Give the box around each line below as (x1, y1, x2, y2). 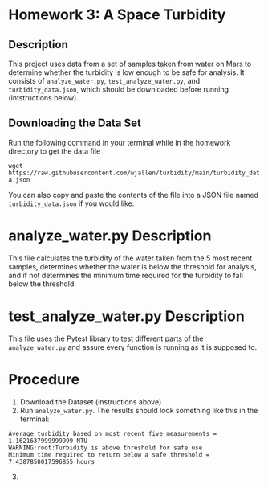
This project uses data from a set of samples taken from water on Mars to (8, 59, 252, 68)
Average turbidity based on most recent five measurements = (8, 429, 217, 437)
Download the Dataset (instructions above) (19, 396, 162, 407)
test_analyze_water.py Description (8, 307, 245, 325)
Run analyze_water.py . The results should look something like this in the (19, 405, 258, 415)
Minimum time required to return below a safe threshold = (8, 450, 210, 459)
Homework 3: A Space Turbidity (8, 6, 226, 24)
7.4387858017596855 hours (8, 457, 95, 465)
